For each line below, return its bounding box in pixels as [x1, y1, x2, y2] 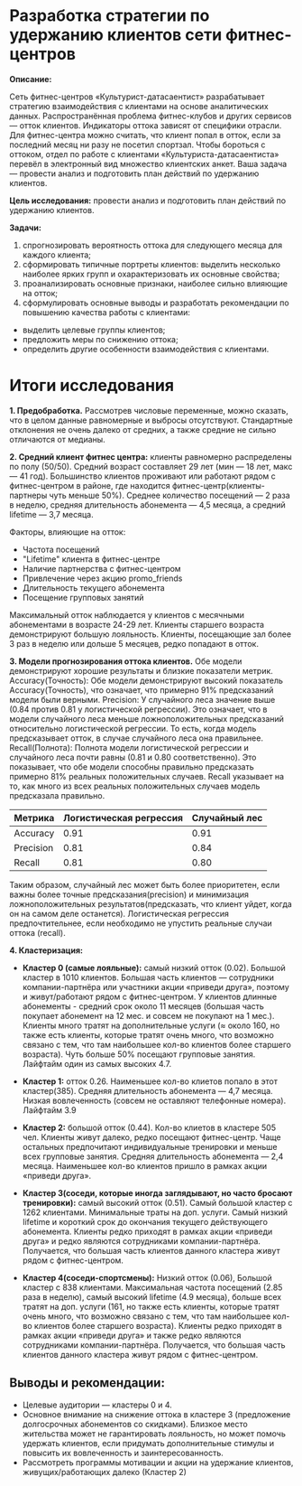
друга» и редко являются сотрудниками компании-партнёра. [22, 1235, 261, 1247]
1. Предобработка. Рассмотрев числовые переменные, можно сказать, [9, 405, 288, 416]
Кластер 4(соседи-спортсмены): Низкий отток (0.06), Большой [22, 1272, 272, 1283]
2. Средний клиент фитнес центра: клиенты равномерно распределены [9, 451, 292, 462]
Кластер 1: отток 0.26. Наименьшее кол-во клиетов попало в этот [22, 1076, 278, 1087]
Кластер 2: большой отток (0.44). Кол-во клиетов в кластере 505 [22, 1122, 277, 1133]
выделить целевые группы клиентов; [22, 324, 166, 335]
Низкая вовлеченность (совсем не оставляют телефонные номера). [22, 1095, 287, 1106]
